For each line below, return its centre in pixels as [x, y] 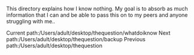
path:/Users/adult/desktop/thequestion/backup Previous [76, 39]
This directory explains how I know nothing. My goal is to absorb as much [97, 9]
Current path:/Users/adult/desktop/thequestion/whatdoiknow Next [88, 33]
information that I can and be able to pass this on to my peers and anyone [97, 15]
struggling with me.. [31, 21]
